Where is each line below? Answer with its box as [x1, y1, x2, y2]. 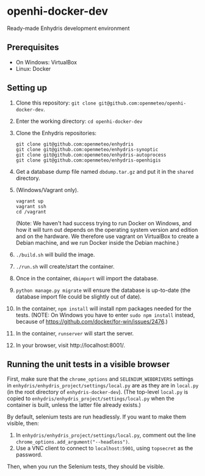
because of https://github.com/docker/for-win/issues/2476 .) [15, 318, 168, 325]
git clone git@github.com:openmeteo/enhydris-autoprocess [15, 152, 167, 158]
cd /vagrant [15, 209, 46, 215]
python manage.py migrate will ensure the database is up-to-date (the [15, 286, 191, 294]
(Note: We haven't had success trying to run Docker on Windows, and [15, 219, 192, 227]
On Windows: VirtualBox [15, 58, 77, 65]
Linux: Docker [15, 65, 51, 72]
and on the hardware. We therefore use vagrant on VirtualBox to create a [15, 232, 199, 240]
